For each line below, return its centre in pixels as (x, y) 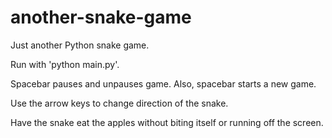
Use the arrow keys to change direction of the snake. (119, 103)
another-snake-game (101, 17)
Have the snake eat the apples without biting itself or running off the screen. (167, 122)
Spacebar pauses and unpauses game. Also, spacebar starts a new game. (163, 83)
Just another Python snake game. (80, 45)
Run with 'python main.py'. (65, 64)
